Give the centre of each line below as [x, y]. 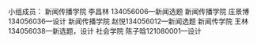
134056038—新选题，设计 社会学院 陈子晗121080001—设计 [105, 31]
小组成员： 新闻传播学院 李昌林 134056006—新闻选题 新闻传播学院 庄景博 [129, 11]
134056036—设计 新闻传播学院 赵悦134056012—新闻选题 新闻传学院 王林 [128, 21]
